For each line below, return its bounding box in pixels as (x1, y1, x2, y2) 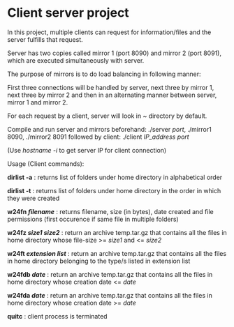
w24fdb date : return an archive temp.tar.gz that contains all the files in (7, 270, 213, 278)
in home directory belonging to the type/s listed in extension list (7, 257, 191, 265)
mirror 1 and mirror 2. (7, 98, 68, 106)
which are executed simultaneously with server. (7, 56, 145, 64)
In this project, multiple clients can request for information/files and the (7, 28, 212, 36)
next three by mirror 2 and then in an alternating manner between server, (7, 91, 217, 99)
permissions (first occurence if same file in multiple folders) (7, 215, 180, 223)
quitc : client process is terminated (7, 312, 108, 320)
